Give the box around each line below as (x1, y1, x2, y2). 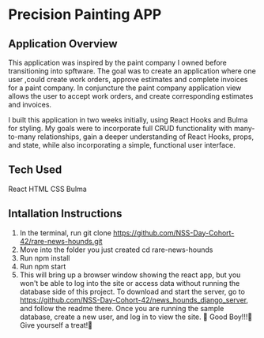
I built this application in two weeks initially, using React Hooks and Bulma (8, 115, 248, 124)
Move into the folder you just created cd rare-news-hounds (19, 245, 213, 254)
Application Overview (8, 37, 118, 51)
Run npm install (19, 253, 70, 262)
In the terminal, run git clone (19, 227, 112, 238)
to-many (8, 132, 36, 141)
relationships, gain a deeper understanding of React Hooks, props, (37, 132, 255, 141)
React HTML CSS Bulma (8, 184, 87, 193)
